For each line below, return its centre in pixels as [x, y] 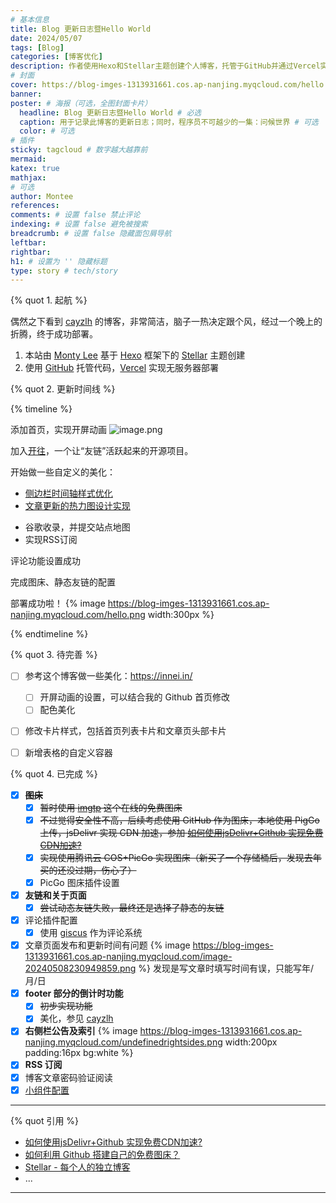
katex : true [35, 168]
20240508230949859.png [80, 968]
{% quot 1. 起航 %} [49, 300]
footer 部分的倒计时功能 [74, 993]
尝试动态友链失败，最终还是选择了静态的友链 [132, 907]
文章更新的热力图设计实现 [77, 506]
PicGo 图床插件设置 [79, 882]
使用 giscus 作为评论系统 [91, 933]
